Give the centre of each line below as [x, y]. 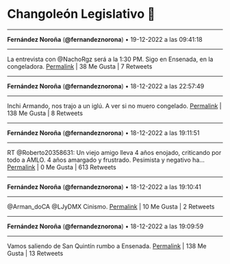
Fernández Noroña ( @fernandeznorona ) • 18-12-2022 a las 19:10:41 [104, 187]
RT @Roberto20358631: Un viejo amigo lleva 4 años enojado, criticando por [114, 152]
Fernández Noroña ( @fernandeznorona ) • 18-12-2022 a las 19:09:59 [105, 226]
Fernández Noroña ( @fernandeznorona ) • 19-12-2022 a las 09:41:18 [105, 39]
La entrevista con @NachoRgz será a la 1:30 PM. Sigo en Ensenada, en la [110, 59]
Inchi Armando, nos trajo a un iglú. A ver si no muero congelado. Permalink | [114, 106]
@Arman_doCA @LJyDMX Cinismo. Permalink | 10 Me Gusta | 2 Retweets [111, 206]
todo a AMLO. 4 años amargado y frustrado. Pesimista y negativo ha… [106, 160]
